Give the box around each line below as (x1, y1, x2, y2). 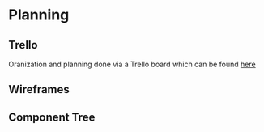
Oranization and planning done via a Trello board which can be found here (8, 59, 257, 69)
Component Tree (8, 110, 96, 124)
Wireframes (8, 83, 70, 96)
